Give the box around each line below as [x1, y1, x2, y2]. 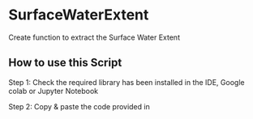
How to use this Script [8, 56, 122, 70]
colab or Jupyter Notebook [8, 86, 99, 96]
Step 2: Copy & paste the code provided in [8, 101, 150, 111]
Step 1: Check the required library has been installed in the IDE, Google [8, 77, 245, 87]
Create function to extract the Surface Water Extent [8, 32, 181, 42]
